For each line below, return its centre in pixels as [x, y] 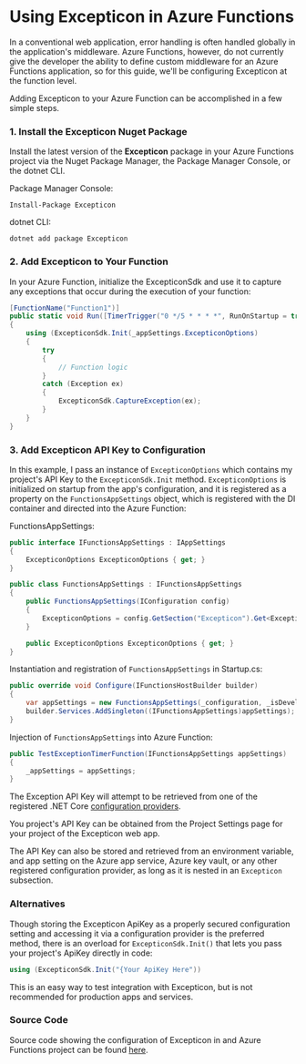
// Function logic [93, 367]
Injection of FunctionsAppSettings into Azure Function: [112, 737]
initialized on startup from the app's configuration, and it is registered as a [148, 488]
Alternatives [37, 904]
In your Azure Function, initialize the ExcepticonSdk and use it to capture [146, 281]
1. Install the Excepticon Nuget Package [99, 131]
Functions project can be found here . [79, 1049]
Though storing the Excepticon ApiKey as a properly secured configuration [150, 924]
